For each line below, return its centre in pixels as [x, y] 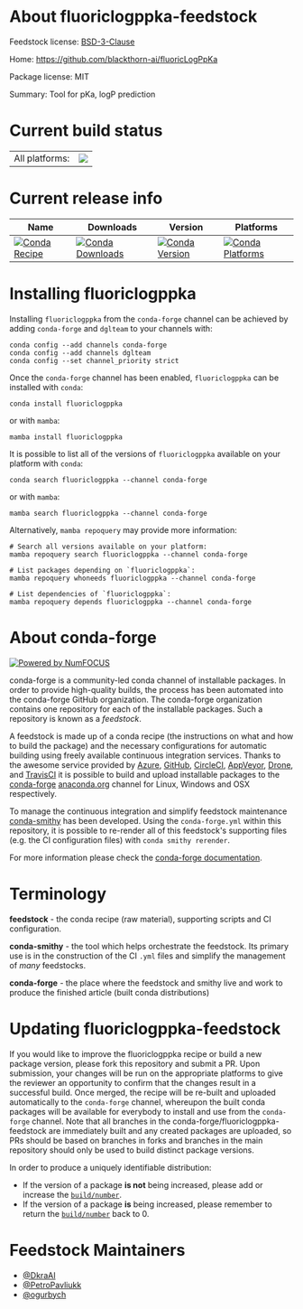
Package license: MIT [50, 76]
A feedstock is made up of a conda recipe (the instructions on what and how [151, 736]
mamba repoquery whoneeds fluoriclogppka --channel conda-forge [133, 578]
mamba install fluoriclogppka [66, 437]
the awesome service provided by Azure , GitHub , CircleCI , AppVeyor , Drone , [151, 764]
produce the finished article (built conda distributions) [110, 992]
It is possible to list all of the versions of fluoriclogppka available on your [145, 453]
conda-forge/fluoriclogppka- [226, 1121]
